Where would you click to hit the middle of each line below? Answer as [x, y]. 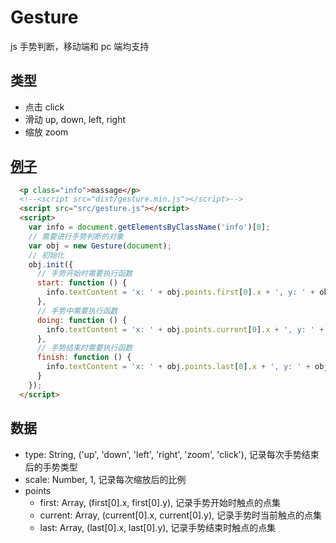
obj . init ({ [51, 264]
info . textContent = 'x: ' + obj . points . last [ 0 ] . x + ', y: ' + [178, 367]
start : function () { [82, 283]
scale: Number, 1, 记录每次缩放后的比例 [105, 479]
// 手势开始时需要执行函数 [84, 274]
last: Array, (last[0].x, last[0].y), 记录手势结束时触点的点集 [158, 527]
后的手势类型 [51, 467]
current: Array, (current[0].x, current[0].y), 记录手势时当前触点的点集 [180, 515]
